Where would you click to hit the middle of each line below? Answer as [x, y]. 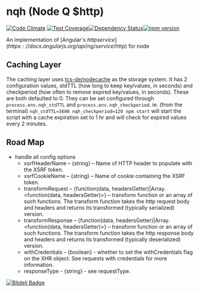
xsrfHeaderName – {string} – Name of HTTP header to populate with [108, 163]
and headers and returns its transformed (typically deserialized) [102, 239]
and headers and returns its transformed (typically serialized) [99, 207]
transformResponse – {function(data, [69, 220]
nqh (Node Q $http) [55, 12]
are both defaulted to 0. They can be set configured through [80, 98]
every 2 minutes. [27, 124]
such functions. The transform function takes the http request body [107, 201]
